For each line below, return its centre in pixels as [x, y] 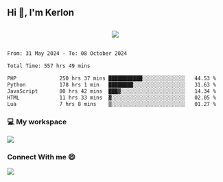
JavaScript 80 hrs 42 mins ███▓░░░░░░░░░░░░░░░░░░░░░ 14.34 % [111, 91]
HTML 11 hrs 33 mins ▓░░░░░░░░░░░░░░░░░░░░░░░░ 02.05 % [111, 98]
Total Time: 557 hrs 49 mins [49, 66]
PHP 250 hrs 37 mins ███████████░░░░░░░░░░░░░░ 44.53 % [111, 79]
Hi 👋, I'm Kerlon [40, 13]
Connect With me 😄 [41, 157]
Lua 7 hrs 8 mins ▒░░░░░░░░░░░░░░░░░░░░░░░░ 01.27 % [111, 104]
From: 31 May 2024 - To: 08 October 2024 [67, 54]
